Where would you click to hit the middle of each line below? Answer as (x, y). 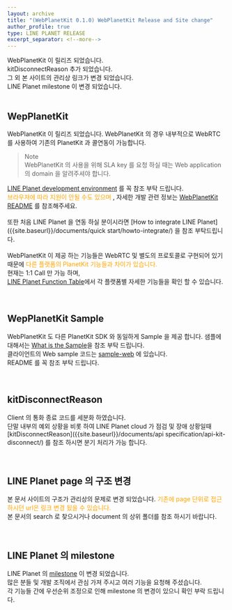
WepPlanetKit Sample (56, 319)
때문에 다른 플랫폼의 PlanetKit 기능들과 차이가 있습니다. (83, 264)
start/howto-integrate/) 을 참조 (150, 230)
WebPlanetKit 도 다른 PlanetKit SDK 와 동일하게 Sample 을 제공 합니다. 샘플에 (114, 336)
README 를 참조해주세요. (42, 206)
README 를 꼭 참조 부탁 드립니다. (53, 363)
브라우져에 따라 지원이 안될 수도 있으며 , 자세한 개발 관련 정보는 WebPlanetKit (113, 197)
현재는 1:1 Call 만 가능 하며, (44, 273)
